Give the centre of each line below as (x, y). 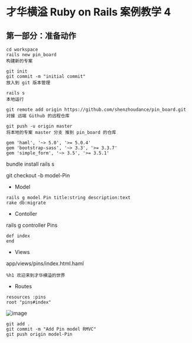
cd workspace (22, 50)
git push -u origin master (39, 126)
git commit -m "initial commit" (46, 77)
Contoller (26, 214)
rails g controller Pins (32, 225)
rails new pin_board (32, 55)
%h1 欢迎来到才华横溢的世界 (36, 275)
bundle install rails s (30, 164)
